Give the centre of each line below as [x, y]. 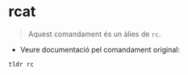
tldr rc [21, 64]
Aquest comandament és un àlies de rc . [94, 34]
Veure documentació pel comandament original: [100, 49]
